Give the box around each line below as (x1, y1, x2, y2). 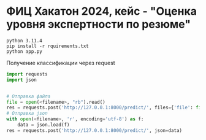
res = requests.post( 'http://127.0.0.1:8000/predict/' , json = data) (6, 127, 183, 133)
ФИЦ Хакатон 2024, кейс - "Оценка (6, 4, 197, 18)
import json (6, 77, 37, 83)
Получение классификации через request (6, 59, 115, 66)
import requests (6, 71, 48, 77)
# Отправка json (6, 111, 48, 117)
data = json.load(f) (17, 122, 70, 128)
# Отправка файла (6, 93, 51, 99)
